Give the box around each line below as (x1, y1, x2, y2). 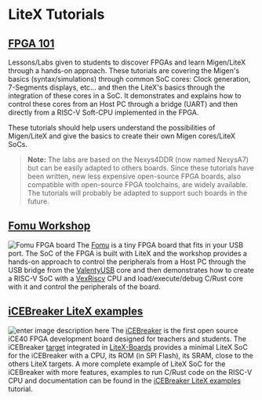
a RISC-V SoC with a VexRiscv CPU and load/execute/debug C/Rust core (8, 273, 243, 283)
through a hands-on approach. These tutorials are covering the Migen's (8, 66, 240, 75)
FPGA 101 (8, 37, 55, 50)
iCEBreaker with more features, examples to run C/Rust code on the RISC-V (8, 367, 253, 376)
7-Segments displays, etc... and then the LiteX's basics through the (8, 83, 225, 92)
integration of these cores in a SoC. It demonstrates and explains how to (8, 91, 242, 100)
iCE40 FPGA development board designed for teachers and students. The (8, 334, 247, 343)
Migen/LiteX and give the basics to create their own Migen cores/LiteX (8, 131, 236, 141)
